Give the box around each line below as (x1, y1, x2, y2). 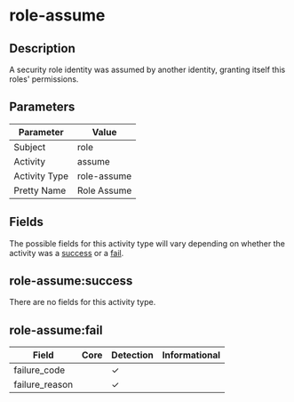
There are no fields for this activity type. (9, 297, 156, 308)
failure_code (13, 364, 66, 376)
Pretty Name (13, 184, 67, 197)
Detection (110, 349, 154, 361)
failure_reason (13, 379, 74, 391)
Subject (13, 141, 46, 153)
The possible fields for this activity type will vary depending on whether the (9, 237, 286, 249)
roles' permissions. (9, 74, 79, 84)
